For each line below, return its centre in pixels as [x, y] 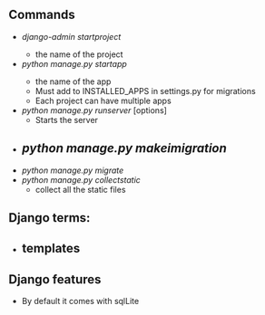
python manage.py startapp [74, 63]
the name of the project [79, 54]
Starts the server [67, 119]
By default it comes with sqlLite [80, 301]
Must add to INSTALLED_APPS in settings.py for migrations [145, 91]
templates [51, 248]
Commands [42, 15]
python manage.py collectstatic [81, 179]
